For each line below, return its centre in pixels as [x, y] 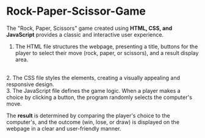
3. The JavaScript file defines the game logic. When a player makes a [94, 90]
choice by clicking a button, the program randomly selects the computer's [99, 97]
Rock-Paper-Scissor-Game [76, 11]
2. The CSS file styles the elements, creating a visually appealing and [93, 78]
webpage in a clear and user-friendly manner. [64, 128]
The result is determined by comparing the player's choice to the [88, 115]
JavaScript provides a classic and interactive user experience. [85, 34]
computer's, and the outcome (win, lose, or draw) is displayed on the [93, 122]
